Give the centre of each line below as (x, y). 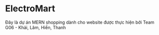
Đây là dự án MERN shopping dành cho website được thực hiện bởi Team (80, 22)
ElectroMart (30, 9)
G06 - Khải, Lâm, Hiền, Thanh (36, 27)
